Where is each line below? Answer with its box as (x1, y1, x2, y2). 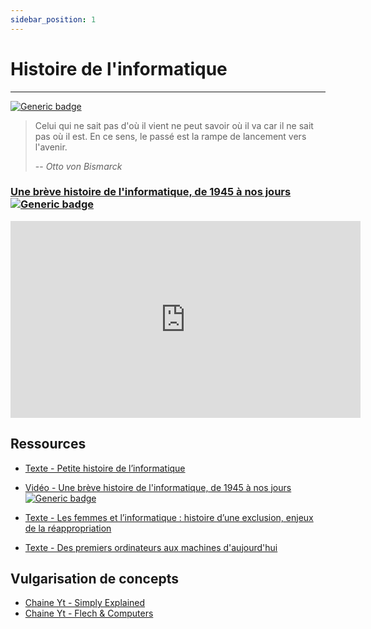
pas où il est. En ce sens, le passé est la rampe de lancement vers (34, 130, 307, 142)
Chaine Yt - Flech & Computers (24, 607, 154, 620)
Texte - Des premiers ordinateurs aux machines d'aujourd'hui (24, 541, 278, 553)
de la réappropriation (24, 522, 112, 534)
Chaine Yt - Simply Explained (24, 597, 146, 609)
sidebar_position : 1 (10, 14, 97, 25)
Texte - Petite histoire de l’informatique (24, 462, 186, 474)
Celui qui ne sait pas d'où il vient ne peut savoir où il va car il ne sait (34, 119, 314, 131)
